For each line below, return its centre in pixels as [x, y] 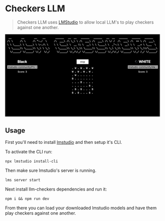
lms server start [23, 180]
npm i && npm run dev [27, 199]
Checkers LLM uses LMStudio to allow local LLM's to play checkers [85, 22]
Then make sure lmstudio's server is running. [51, 170]
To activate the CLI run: [29, 152]
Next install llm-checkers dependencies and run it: [56, 189]
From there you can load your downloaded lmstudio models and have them [81, 208]
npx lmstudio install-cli [31, 161]
